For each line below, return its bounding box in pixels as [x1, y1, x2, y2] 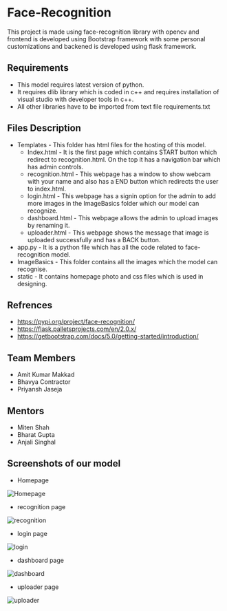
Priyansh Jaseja [17, 385, 63, 394]
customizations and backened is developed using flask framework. [7, 42, 197, 50]
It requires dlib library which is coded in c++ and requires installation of [17, 87, 219, 96]
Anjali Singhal [17, 438, 56, 446]
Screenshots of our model [7, 458, 121, 469]
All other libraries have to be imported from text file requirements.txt [17, 102, 210, 111]
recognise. [17, 265, 48, 273]
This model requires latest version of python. [17, 81, 144, 89]
